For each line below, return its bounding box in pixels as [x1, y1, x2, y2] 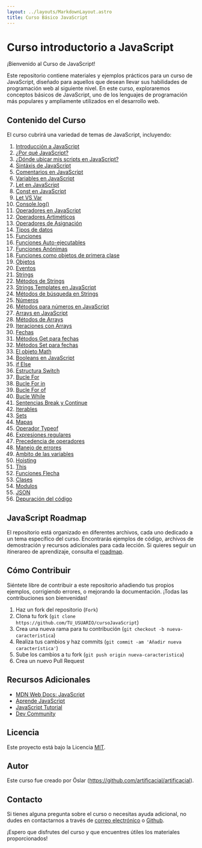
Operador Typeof [15, 425, 59, 432]
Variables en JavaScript [15, 175, 75, 182]
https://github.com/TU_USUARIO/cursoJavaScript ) [15, 619, 139, 626]
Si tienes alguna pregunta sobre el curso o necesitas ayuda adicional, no [7, 811, 187, 818]
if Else [15, 361, 31, 368]
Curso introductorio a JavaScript [7, 40, 174, 54]
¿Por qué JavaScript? [15, 149, 69, 157]
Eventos [15, 265, 36, 272]
